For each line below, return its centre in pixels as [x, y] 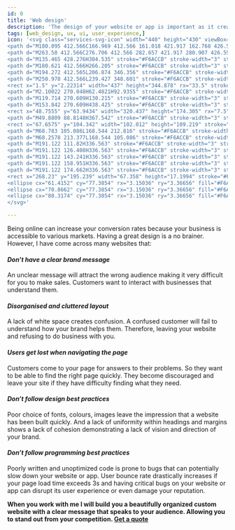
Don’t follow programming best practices [69, 453]
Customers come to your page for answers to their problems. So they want [115, 368]
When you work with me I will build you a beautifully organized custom [112, 504]
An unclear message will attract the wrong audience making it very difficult [115, 275]
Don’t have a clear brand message [59, 259]
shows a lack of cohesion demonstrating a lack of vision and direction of [112, 429]
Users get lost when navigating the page [67, 352]
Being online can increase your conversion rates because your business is [114, 229]
